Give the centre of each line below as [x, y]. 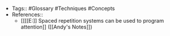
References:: [27, 15]
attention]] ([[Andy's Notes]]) [56, 27]
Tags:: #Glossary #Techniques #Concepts [63, 8]
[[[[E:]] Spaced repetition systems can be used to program [92, 21]
